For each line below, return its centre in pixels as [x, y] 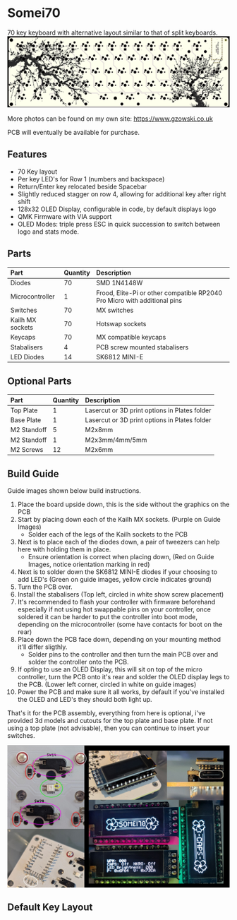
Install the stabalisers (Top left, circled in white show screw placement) [121, 595]
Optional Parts [39, 381]
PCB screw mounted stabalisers [142, 347]
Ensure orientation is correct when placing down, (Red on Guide [121, 557]
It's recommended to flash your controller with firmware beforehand [116, 602]
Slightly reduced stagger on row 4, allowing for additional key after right [122, 194]
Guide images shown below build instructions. [74, 491]
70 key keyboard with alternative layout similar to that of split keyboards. [113, 32]
